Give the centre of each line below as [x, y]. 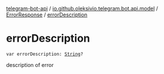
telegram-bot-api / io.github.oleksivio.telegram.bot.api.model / [82, 9]
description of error [30, 65]
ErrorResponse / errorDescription [47, 15]
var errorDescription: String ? [45, 54]
